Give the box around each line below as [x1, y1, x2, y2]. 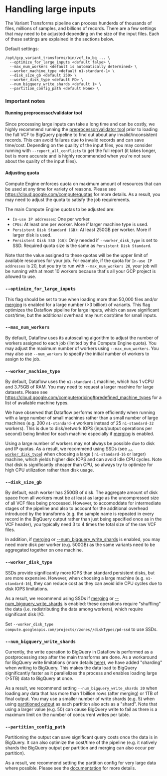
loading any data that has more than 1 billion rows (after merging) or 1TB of [5, 690, 159, 696]
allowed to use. [5, 273, 36, 279]
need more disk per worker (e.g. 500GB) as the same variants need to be [5, 541, 156, 548]
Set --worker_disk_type [5, 621, 54, 627]
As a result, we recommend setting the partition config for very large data [5, 760, 156, 766]
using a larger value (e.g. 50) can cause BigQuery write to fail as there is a [5, 706, 158, 712]
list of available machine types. [5, 400, 69, 406]
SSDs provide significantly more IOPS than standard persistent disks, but [5, 569, 155, 575]
